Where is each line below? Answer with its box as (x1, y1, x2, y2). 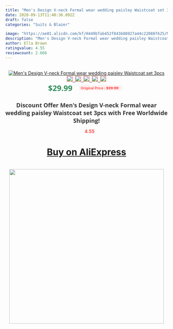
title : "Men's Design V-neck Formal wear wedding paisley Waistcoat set (5, 7, 165, 13)
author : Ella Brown (5, 41, 47, 46)
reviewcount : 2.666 (5, 50, 47, 56)
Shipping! (73, 116, 100, 125)
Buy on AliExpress (46, 146, 127, 158)
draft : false (5, 17, 33, 22)
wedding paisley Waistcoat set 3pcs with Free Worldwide (5, 109, 168, 117)
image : (5, 31, 20, 37)
